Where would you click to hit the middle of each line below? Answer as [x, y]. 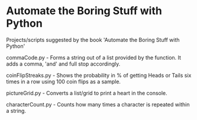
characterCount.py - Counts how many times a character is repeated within [98, 104]
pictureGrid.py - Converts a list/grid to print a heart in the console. [87, 93]
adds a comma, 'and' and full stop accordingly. [63, 64]
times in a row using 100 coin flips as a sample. [64, 82]
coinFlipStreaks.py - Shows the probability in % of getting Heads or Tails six [99, 75]
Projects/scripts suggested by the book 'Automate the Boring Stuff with [93, 40]
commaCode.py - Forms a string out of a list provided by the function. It [94, 57]
